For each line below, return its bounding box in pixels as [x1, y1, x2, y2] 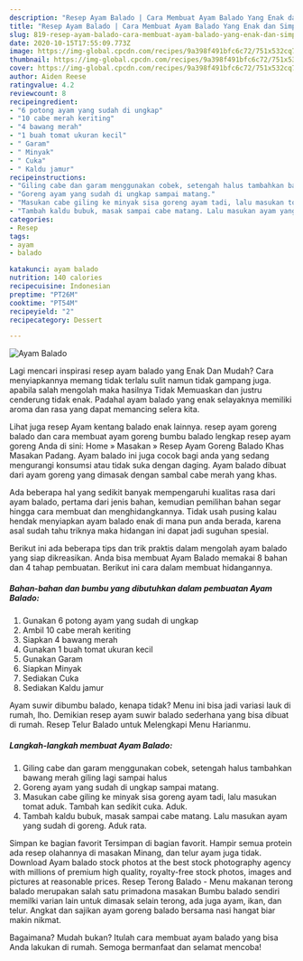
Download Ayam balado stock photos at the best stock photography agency [9, 857, 291, 868]
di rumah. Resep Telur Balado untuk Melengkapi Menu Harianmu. [9, 720, 251, 730]
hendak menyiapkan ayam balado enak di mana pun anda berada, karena [9, 516, 281, 527]
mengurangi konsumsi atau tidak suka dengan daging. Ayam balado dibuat [9, 460, 287, 471]
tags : [9, 231, 30, 240]
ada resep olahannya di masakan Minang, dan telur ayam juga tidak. [9, 847, 262, 859]
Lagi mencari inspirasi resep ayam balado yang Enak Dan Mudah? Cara [9, 365, 274, 376]
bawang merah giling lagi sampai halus [22, 772, 168, 783]
